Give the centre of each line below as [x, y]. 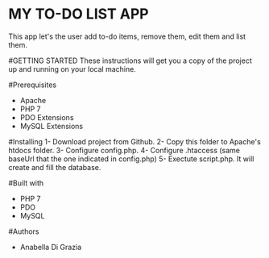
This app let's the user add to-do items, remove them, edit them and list [127, 36]
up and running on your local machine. [72, 69]
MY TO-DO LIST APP [79, 14]
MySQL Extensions [51, 126]
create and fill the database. [55, 167]
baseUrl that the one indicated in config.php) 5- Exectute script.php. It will [131, 159]
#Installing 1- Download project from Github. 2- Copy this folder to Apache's [135, 141]
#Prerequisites [33, 85]
